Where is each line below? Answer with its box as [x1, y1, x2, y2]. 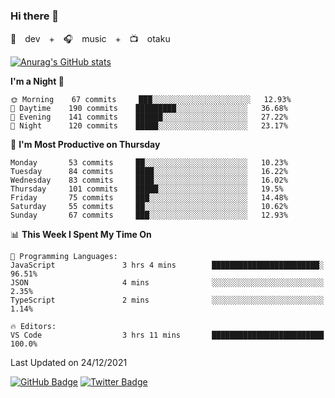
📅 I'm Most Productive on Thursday [10, 139, 161, 151]
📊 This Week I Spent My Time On [10, 229, 152, 241]
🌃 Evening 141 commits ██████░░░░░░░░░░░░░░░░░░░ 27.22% [10, 112, 288, 123]
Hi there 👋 [10, 9, 60, 23]
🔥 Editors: [10, 322, 57, 332]
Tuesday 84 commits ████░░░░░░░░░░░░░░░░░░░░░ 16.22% [10, 167, 288, 177]
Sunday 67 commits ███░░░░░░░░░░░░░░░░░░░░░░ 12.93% [10, 210, 288, 221]
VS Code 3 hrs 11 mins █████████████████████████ [10, 330, 325, 341]
